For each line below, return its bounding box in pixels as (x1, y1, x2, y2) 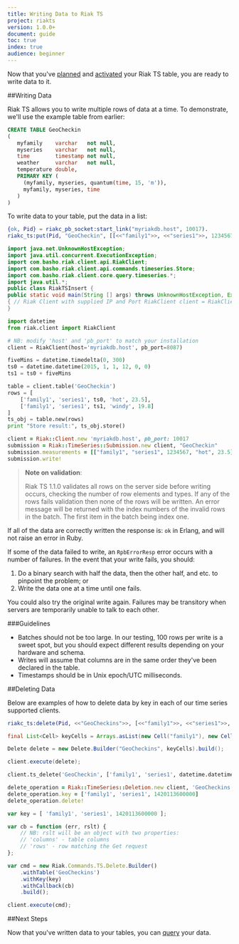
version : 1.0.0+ (7, 24, 55, 31)
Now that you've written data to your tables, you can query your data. (7, 928, 211, 937)
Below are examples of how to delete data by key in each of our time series (7, 698, 228, 707)
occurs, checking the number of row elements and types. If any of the (24, 489, 230, 498)
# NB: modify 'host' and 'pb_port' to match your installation (7, 337, 199, 344)
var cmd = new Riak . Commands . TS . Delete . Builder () (7, 862, 158, 869)
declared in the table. (17, 663, 80, 672)
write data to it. (7, 77, 52, 85)
